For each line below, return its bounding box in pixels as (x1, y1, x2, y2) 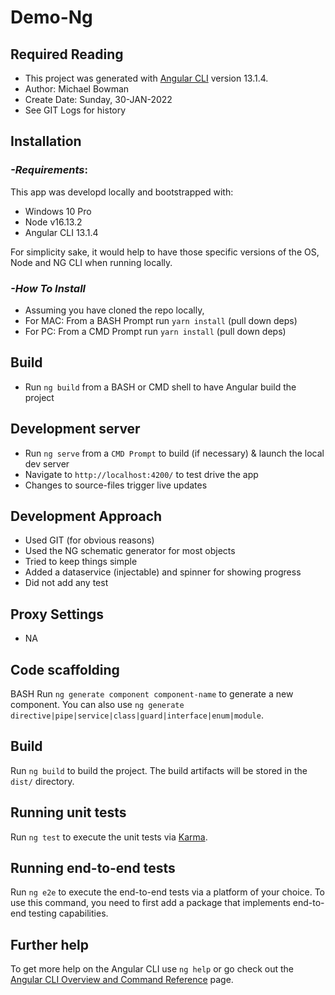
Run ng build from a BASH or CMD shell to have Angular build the (24, 381, 297, 393)
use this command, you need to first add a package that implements (10, 897, 291, 909)
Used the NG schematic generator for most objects (24, 545, 236, 557)
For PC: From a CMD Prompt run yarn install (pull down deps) (24, 325, 287, 337)
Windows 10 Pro (24, 205, 92, 217)
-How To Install (10, 281, 87, 295)
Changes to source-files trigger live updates (24, 479, 208, 491)
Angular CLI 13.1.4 (24, 226, 99, 238)
